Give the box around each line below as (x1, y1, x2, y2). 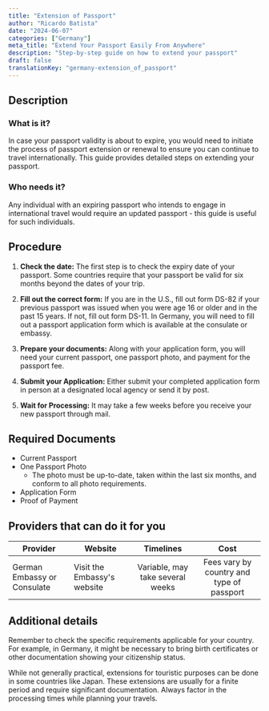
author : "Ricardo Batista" (8, 19, 98, 27)
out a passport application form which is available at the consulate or (19, 319, 248, 329)
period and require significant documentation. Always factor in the (8, 685, 227, 694)
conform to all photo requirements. (31, 479, 147, 489)
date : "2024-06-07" (8, 26, 74, 35)
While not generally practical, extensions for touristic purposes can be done (8, 668, 259, 677)
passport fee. (19, 360, 65, 370)
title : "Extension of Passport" (8, 11, 116, 20)
